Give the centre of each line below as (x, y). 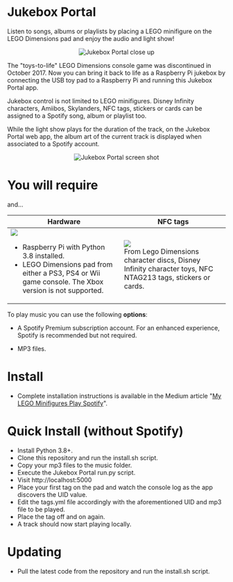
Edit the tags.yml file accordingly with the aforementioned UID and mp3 (119, 502)
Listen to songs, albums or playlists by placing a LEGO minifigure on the (110, 31)
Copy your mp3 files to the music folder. (75, 465)
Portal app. (23, 87)
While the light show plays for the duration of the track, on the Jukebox (109, 129)
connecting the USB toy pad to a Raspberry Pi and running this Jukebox (110, 80)
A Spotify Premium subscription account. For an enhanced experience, (119, 328)
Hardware (64, 221)
